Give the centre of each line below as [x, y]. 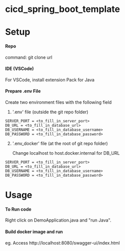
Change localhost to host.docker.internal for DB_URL [66, 153]
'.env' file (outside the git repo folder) [50, 112]
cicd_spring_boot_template [62, 9]
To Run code [18, 209]
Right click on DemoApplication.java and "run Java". [58, 220]
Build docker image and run [34, 232]
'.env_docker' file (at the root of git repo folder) [60, 143]
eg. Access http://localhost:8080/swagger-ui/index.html [62, 243]
